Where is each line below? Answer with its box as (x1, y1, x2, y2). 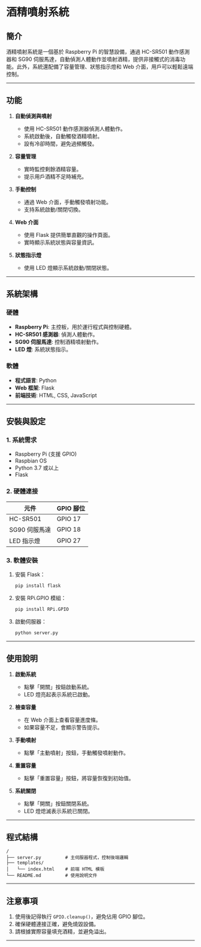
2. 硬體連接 (6, 487, 38, 495)
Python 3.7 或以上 (14, 464, 59, 471)
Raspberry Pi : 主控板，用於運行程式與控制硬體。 (14, 323, 135, 330)
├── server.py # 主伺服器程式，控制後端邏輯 (6, 855, 129, 861)
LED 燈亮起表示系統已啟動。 (23, 690, 93, 698)
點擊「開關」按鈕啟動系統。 (23, 683, 93, 690)
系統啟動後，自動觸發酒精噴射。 (23, 132, 103, 139)
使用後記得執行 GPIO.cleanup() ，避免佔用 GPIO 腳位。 (14, 913, 148, 920)
